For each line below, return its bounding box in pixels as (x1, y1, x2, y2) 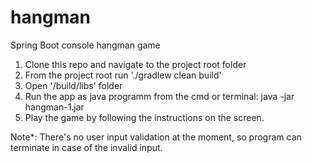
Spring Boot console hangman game (10, 39, 161, 51)
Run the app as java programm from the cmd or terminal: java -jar (24, 90, 295, 102)
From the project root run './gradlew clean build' (24, 69, 222, 81)
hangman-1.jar (24, 101, 85, 113)
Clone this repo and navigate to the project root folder (24, 58, 247, 70)
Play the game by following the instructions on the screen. (24, 111, 265, 123)
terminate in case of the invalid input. (10, 141, 163, 153)
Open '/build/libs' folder (24, 79, 123, 91)
